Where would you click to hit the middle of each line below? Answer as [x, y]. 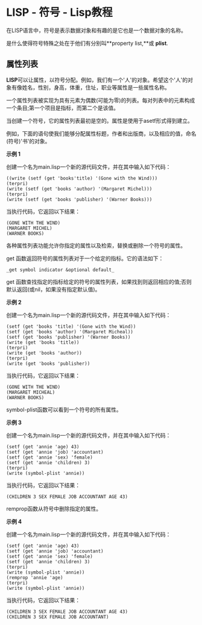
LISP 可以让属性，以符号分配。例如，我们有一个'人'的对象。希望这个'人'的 [97, 80]
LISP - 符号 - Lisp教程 [59, 12]
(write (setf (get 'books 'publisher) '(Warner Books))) [79, 199]
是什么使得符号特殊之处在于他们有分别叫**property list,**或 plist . [87, 43]
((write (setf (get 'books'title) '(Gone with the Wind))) [82, 178]
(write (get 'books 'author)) [44, 353]
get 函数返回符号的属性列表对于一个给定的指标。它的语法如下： [85, 258]
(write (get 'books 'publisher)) [48, 364]
